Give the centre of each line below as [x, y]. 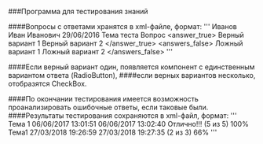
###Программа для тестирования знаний [78, 11]
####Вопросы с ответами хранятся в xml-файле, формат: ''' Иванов [122, 26]
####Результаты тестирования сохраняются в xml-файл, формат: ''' [122, 116]
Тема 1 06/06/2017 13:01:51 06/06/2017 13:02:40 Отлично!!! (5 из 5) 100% [128, 124]
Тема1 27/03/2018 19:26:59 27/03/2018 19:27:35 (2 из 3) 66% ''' [113, 132]
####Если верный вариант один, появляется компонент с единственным [131, 67]
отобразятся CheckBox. [47, 83]
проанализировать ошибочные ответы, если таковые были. [108, 107]
